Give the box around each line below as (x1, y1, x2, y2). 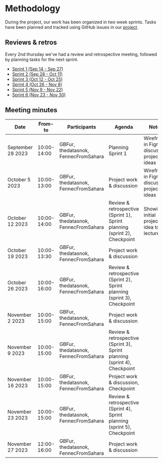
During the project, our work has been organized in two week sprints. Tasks (5, 19, 157, 25)
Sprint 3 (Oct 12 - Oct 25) (12, 76, 63, 82)
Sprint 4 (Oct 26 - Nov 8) (12, 81, 63, 87)
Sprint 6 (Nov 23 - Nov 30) (12, 92, 66, 97)
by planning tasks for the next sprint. (5, 57, 79, 62)
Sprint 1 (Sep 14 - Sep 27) (12, 66, 64, 72)
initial (144, 212, 156, 218)
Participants (67, 123, 96, 130)
